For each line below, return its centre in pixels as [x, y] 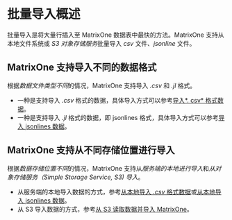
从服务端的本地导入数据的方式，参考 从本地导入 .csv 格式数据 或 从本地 [116, 192]
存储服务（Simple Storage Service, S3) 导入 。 [78, 177]
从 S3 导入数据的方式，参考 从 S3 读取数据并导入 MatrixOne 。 [105, 209]
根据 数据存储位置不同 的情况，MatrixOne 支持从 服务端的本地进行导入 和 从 [111, 168]
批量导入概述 [44, 14]
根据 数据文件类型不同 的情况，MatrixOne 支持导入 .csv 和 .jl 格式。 [102, 85]
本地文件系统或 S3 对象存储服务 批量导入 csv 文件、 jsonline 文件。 [101, 43]
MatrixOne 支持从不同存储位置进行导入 [91, 150]
